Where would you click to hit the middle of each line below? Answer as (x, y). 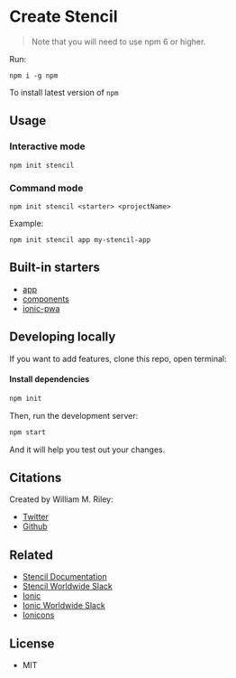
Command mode (46, 188)
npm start (28, 432)
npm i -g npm (34, 75)
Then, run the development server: (74, 415)
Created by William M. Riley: (62, 499)
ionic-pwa (41, 308)
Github (35, 526)
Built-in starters (55, 268)
